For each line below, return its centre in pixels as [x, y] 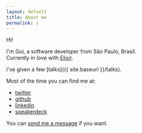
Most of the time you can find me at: [51, 81]
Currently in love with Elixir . [40, 58]
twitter [23, 93]
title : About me [26, 17]
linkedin [25, 105]
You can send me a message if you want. [57, 123]
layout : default [26, 12]
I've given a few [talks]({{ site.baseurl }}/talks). [64, 69]
